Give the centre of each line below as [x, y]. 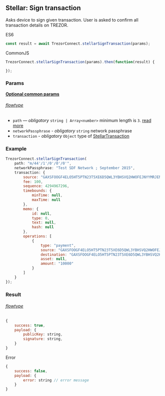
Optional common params [33, 94]
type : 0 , [41, 218]
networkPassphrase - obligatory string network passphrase [72, 131]
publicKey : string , [43, 334]
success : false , [31, 371]
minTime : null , [47, 196]
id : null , [42, 213]
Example [16, 148]
